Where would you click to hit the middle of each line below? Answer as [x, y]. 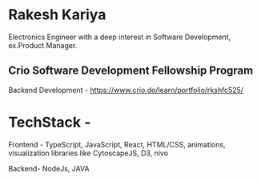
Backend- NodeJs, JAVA [49, 168]
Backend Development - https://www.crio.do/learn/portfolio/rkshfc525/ [126, 90]
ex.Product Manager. [43, 45]
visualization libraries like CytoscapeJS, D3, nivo [88, 153]
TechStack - [50, 122]
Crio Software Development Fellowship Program [131, 71]
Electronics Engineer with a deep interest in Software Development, [119, 37]
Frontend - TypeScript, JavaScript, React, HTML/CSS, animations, [117, 144]
